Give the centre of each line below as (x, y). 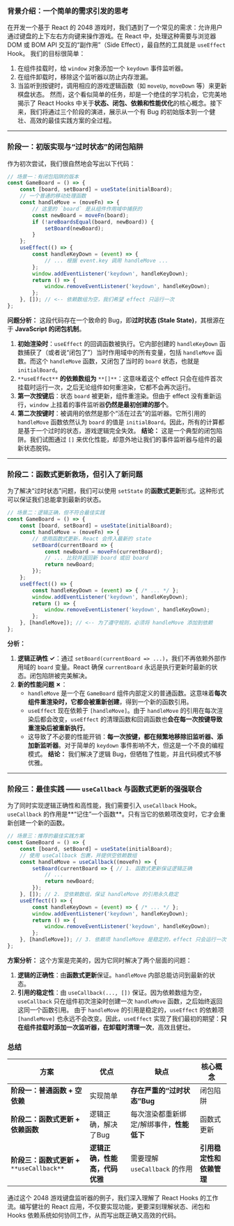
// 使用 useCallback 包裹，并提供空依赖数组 (78, 855)
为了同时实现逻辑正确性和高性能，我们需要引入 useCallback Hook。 (104, 805)
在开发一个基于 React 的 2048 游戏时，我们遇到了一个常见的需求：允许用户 (115, 27)
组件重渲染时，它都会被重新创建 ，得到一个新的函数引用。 (110, 702)
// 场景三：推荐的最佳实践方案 (46, 836)
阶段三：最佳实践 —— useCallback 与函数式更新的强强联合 (105, 789)
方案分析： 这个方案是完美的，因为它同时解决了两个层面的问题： (100, 960)
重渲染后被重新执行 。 (58, 728)
